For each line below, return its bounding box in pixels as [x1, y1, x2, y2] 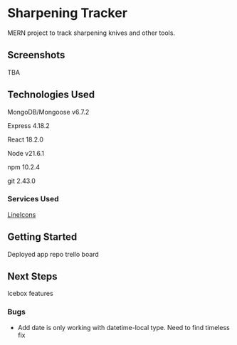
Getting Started [7, 231, 78, 243]
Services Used [7, 194, 59, 204]
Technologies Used [7, 89, 95, 101]
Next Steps [7, 270, 58, 282]
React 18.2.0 [7, 135, 44, 144]
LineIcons [7, 210, 36, 218]
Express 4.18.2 [7, 121, 50, 129]
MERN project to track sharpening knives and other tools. [7, 28, 176, 37]
